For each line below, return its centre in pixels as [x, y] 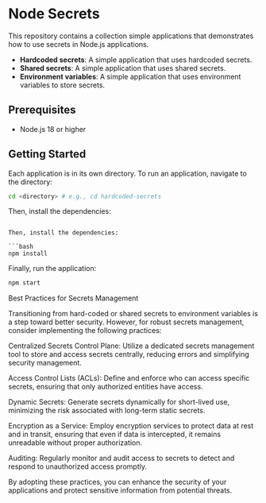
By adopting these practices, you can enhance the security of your [118, 482]
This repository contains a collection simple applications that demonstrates [131, 36]
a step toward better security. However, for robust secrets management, [126, 322]
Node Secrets [54, 14]
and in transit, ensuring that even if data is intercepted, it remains [114, 435]
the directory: [31, 182]
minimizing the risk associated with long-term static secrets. [107, 411]
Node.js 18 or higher [53, 129]
